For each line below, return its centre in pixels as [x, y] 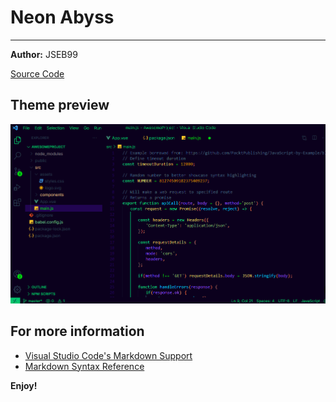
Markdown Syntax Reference [84, 366]
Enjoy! [24, 385]
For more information [77, 331]
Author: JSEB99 [44, 54]
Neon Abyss [62, 17]
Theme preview [60, 105]
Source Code [37, 73]
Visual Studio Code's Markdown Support [108, 355]
